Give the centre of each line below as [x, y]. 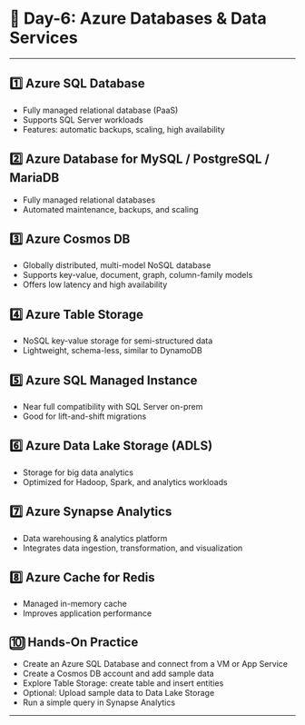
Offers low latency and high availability [95, 284]
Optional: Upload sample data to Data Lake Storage [118, 693]
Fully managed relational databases [89, 200]
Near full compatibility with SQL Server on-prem [113, 407]
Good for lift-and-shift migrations [84, 416]
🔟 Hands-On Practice [74, 642]
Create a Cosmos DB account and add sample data [118, 674]
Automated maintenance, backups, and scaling [110, 209]
